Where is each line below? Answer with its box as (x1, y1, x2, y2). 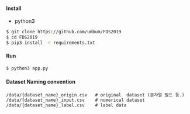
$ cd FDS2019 (6, 34, 38, 40)
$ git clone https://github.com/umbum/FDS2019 (6, 29, 122, 35)
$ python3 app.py (6, 65, 49, 71)
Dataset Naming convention (6, 78, 76, 85)
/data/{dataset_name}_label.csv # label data (6, 102, 127, 108)
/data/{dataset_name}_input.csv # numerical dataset (6, 97, 145, 103)
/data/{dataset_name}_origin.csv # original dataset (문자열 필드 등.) (6, 92, 185, 98)
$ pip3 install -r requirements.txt (6, 40, 95, 46)
